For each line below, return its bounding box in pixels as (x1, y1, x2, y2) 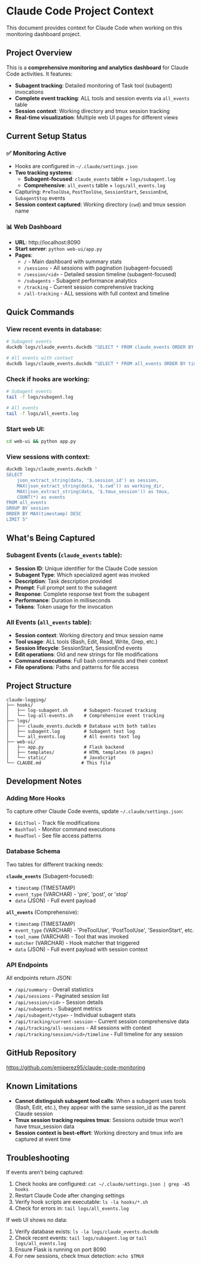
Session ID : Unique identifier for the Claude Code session (14, 564, 158, 572)
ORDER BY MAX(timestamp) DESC (6, 511, 82, 517)
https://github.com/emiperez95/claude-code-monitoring (6, 1064, 145, 1071)
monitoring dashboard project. (6, 30, 81, 37)
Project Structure (6, 681, 72, 691)
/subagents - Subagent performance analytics (23, 277, 138, 284)
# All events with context (6, 355, 74, 361)
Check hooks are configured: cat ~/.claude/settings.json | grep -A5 (14, 1180, 190, 1188)
